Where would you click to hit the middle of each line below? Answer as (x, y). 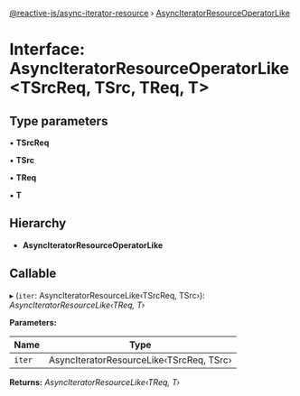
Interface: (47, 50)
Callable (33, 274)
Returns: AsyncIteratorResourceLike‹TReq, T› (95, 382)
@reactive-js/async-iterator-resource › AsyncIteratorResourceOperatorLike (150, 13)
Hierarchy (38, 223)
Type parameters (59, 121)
